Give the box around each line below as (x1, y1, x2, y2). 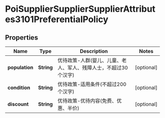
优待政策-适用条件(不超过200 (57, 81, 127, 88)
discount (7, 101, 29, 107)
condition (7, 84, 30, 91)
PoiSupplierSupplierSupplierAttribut (5, 3, 156, 15)
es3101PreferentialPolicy (5, 14, 109, 25)
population (7, 64, 33, 71)
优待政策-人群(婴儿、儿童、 (57, 57, 122, 64)
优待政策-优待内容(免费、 (57, 97, 117, 104)
